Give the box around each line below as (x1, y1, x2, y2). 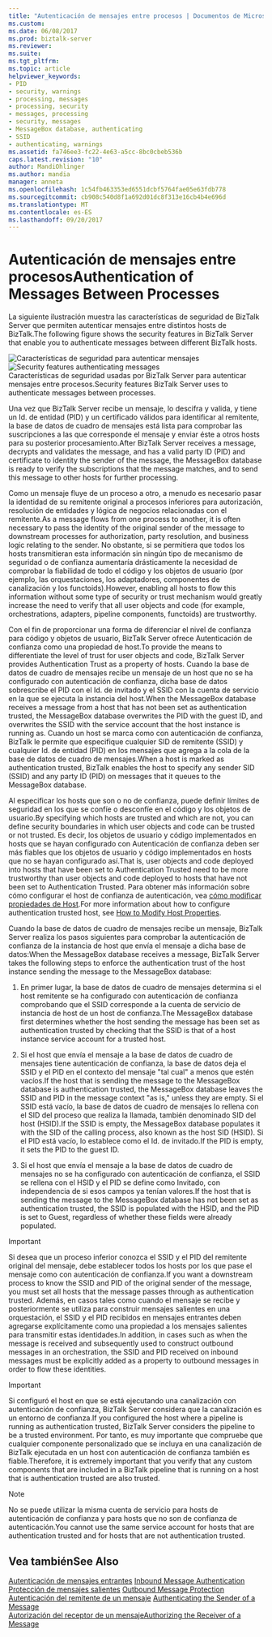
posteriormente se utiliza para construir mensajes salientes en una (8, 1304, 231, 1314)
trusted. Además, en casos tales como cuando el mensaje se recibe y (8, 1295, 240, 1305)
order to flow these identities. (8, 1364, 107, 1374)
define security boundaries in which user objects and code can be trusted (8, 821, 255, 832)
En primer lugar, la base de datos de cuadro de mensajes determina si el (19, 983, 261, 993)
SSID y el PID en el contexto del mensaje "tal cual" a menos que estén (19, 1067, 254, 1077)
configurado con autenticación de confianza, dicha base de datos (8, 677, 228, 687)
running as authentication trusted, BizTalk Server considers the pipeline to (8, 1422, 255, 1432)
